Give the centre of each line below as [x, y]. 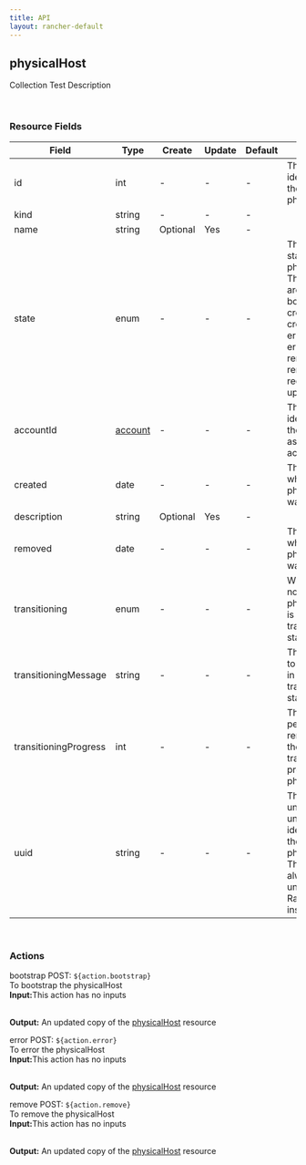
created [31, 484]
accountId [36, 429]
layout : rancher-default [56, 26]
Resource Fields [46, 127]
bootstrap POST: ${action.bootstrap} [81, 975]
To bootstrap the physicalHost [66, 985]
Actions [27, 955]
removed [33, 548]
